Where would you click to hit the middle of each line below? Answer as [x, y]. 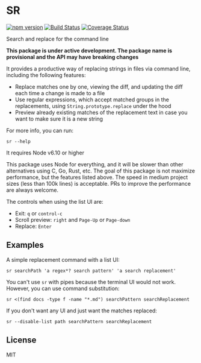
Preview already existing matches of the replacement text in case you [101, 112]
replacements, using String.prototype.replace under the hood [93, 106]
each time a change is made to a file [60, 93]
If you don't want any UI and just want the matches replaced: [82, 311]
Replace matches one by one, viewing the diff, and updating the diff [99, 87]
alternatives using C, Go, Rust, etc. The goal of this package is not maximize [101, 171]
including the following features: [46, 75]
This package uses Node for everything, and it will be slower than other [95, 164]
